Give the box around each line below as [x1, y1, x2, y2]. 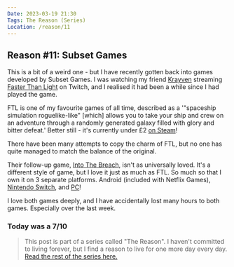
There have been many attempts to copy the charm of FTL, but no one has [7, 139, 223, 148]
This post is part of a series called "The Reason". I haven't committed [24, 238, 225, 246]
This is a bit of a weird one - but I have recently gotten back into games [7, 68, 214, 76]
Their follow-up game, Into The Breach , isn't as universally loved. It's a [7, 160, 212, 169]
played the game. [7, 90, 57, 99]
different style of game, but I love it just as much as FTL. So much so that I [7, 168, 222, 177]
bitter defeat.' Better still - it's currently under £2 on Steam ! [7, 126, 178, 135]
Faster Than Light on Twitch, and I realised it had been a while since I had [7, 83, 219, 91]
